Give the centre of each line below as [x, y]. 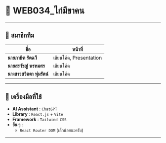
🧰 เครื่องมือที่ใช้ [23, 97]
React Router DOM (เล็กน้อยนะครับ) [51, 130]
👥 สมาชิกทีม [20, 36]
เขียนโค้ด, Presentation [78, 58]
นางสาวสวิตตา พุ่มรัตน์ [28, 73]
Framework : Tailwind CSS [39, 119]
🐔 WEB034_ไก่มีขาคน [45, 11]
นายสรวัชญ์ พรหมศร [26, 66]
